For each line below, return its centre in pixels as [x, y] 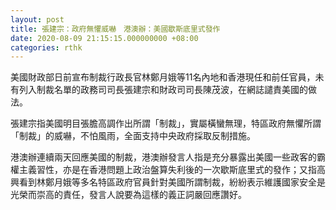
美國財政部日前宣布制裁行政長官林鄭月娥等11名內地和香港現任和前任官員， [163, 77]
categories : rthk [46, 47]
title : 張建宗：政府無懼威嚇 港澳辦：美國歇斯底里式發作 [115, 29]
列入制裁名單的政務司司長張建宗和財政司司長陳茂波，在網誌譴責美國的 [163, 90]
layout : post [37, 19]
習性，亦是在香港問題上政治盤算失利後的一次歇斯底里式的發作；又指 [176, 170]
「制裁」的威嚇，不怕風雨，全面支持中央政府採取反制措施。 [133, 136]
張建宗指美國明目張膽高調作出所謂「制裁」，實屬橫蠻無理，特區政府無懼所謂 [166, 123]
